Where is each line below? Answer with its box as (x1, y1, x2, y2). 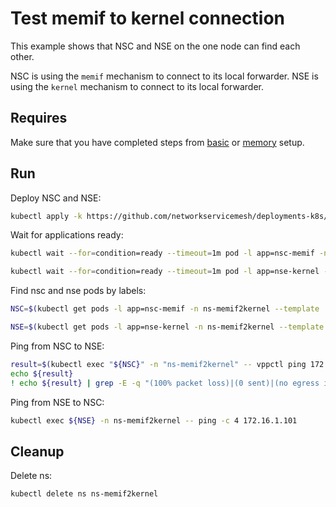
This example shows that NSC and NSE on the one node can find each (10, 40, 301, 52)
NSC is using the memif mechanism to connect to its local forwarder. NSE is (10, 70, 319, 82)
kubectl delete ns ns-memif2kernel (10, 489, 159, 499)
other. (10, 50, 35, 62)
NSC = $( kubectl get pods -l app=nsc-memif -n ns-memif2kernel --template (10, 304, 320, 314)
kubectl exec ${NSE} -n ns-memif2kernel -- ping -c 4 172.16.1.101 (10, 415, 298, 426)
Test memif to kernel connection (10, 7, 286, 30)
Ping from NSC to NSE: (10, 340, 105, 352)
